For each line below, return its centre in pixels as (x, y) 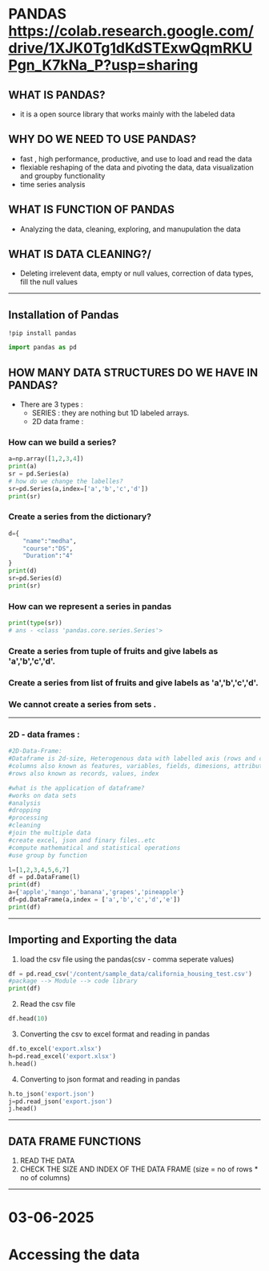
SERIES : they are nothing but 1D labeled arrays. (110, 413)
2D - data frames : (44, 734)
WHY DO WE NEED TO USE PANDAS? (102, 139)
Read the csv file (48, 1004)
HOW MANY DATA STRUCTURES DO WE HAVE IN (133, 372)
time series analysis (52, 184)
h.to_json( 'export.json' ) (51, 1093)
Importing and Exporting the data (93, 940)
